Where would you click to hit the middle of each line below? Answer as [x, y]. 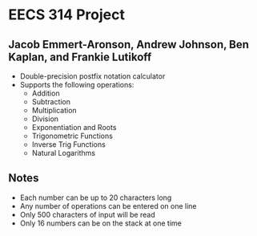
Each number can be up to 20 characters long [96, 197]
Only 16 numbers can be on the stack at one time [100, 223]
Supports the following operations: [77, 85]
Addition [46, 93]
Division [45, 119]
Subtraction [51, 102]
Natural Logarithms [64, 153]
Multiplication [54, 110]
